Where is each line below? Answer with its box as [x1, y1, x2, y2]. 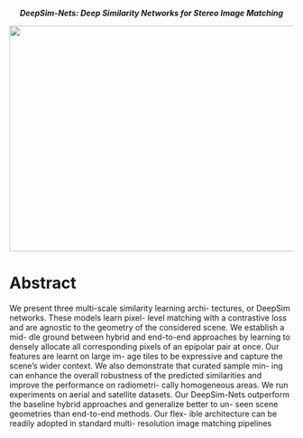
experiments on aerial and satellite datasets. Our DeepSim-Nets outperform [9, 388, 290, 400]
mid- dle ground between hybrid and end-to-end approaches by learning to [9, 331, 290, 342]
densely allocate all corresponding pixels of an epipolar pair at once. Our [9, 340, 280, 351]
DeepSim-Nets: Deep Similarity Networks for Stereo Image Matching [19, 8, 284, 18]
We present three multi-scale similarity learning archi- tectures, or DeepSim [9, 303, 290, 313]
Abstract [9, 273, 77, 294]
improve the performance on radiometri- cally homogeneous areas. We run [9, 379, 289, 390]
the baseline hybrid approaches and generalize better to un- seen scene [9, 398, 279, 409]
